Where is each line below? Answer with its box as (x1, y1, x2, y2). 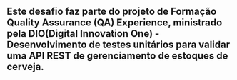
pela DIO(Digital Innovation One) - (6, 28, 160, 40)
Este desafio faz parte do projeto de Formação (6, 6, 217, 18)
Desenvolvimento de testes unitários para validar (6, 39, 231, 51)
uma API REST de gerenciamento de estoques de (6, 50, 228, 62)
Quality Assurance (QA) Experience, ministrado (6, 17, 223, 29)
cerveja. (6, 61, 44, 73)
